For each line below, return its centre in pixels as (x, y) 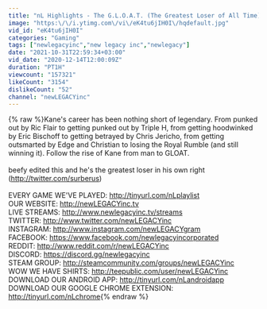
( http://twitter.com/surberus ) (55, 179)
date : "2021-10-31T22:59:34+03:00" (67, 52)
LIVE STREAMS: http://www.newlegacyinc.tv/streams (95, 212)
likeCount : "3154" (39, 82)
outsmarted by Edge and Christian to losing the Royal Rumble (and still (123, 145)
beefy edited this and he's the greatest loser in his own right (106, 170)
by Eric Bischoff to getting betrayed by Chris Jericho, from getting (116, 137)
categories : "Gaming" (44, 38)
